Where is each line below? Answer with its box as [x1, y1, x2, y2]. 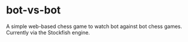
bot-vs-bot [6, 3, 61, 17]
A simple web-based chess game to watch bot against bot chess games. [6, 23, 182, 30]
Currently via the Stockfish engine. [6, 29, 90, 36]
